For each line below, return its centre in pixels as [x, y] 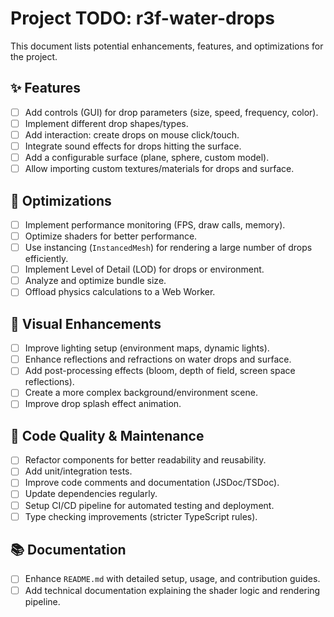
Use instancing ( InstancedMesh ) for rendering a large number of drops [168, 248]
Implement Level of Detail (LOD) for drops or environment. [144, 269]
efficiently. [46, 259]
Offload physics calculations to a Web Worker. [120, 292]
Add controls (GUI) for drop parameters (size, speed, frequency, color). [171, 112]
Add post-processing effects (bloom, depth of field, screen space [160, 371]
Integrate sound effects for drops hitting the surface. [133, 146]
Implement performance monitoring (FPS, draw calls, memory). [155, 224]
